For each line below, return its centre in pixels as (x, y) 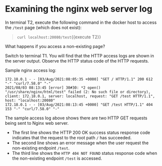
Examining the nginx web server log (79, 9)
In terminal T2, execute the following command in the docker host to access (81, 22)
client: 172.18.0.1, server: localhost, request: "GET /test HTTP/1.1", (80, 96)
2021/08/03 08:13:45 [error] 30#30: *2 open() (53, 88)
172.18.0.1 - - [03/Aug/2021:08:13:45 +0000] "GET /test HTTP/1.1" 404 (79, 105)
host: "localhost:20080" (30, 100)
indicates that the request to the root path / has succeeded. (72, 137)
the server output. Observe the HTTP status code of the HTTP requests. (77, 61)
